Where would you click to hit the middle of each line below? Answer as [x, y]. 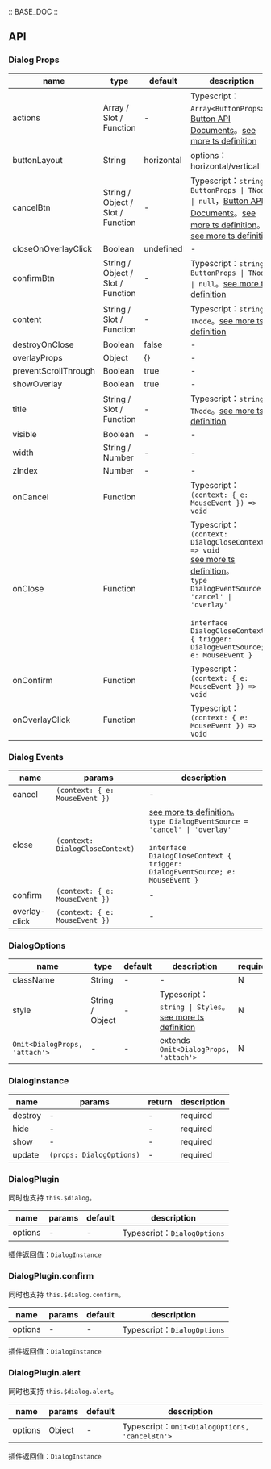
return [160, 1102]
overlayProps [38, 357]
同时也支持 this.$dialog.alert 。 [63, 1392]
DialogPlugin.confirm [51, 1275]
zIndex [25, 470]
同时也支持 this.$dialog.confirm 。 [67, 1295]
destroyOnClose [43, 344]
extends [175, 1041]
